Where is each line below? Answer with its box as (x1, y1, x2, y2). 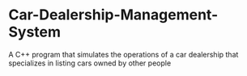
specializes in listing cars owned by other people (8, 58, 172, 68)
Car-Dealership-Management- (8, 6, 219, 24)
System (8, 23, 62, 41)
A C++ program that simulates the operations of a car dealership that (8, 49, 239, 59)
